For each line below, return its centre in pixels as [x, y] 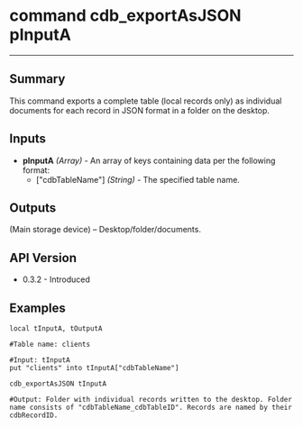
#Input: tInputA [40, 360]
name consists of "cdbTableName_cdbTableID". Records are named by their [151, 407]
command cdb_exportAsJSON [125, 16]
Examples [37, 308]
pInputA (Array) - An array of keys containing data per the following [149, 160]
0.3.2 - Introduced [56, 279]
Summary [37, 79]
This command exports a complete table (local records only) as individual [146, 101]
